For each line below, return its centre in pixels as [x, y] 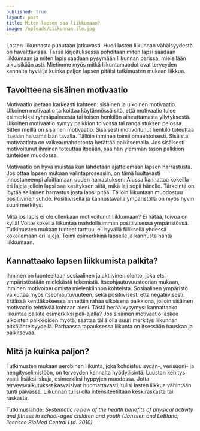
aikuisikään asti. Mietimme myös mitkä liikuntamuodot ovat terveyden [92, 65]
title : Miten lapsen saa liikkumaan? [53, 23]
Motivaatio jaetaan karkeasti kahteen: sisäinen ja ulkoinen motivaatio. [91, 104]
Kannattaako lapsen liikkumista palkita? [82, 261]
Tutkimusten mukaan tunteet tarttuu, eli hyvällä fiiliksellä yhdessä [87, 230]
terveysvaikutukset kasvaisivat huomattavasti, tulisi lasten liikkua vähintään [99, 385]
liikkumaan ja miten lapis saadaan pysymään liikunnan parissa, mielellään [96, 58]
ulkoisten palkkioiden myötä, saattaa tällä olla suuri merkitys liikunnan [92, 320]
